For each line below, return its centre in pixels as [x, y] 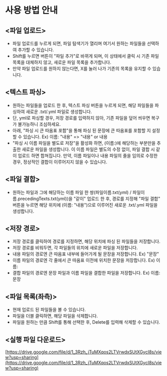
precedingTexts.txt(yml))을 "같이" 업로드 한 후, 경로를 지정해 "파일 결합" [89, 199]
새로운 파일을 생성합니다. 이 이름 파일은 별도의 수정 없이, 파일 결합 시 [88, 149]
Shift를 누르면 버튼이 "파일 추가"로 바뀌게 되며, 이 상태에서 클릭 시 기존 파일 [85, 56]
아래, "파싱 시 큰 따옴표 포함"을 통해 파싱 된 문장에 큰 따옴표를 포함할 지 [81, 130]
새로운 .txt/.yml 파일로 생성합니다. [59, 112]
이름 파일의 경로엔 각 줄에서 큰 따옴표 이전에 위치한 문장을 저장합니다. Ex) [83, 260]
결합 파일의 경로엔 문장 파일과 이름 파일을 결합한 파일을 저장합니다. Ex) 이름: [86, 273]
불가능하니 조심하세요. [39, 124]
